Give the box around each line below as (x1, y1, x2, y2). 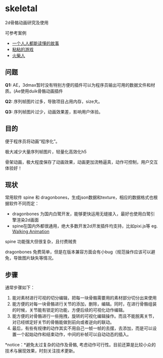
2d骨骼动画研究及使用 (5, 19, 49, 25)
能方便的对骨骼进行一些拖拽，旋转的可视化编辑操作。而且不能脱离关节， (12, 313, 157, 319)
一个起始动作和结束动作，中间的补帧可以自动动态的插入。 (16, 332, 131, 338)
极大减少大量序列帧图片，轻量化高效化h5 (5, 149, 87, 154)
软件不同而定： (9, 201, 39, 207)
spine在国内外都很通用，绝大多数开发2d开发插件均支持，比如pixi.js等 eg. (12, 223, 158, 229)
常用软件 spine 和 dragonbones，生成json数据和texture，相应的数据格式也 (5, 194, 154, 200)
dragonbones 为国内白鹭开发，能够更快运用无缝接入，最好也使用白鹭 (12, 211, 151, 217)
